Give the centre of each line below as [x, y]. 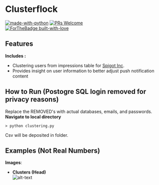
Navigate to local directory [33, 117]
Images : [14, 163]
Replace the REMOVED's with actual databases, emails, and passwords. [79, 111]
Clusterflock [32, 9]
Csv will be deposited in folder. [37, 135]
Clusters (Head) [29, 172]
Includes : [16, 56]
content [20, 76]
